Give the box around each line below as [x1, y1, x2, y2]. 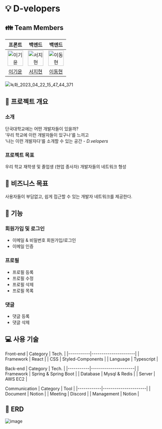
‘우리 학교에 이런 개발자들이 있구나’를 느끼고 [5, 132, 89, 138]
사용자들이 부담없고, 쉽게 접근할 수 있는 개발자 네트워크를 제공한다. [5, 193, 133, 199]
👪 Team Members [5, 23, 64, 32]
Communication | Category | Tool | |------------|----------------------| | [5, 385, 151, 392]
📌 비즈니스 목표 [5, 179, 48, 188]
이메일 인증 [12, 243, 34, 249]
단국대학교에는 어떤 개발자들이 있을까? [5, 126, 79, 132]
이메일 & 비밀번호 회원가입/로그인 [12, 237, 76, 243]
